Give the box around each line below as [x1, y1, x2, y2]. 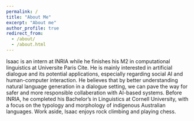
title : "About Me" [6, 14, 51, 20]
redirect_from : [6, 31, 44, 37]
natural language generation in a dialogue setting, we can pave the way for [6, 83, 188, 90]
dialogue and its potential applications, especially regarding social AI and [6, 70, 183, 77]
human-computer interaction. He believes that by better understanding [6, 76, 178, 83]
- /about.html [11, 42, 46, 48]
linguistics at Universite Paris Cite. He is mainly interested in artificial [6, 64, 173, 71]
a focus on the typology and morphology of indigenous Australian [6, 102, 166, 109]
